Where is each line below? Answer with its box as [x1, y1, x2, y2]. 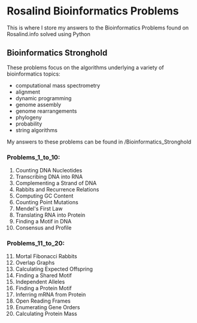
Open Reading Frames [15, 297, 71, 304]
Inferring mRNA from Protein [15, 291, 86, 298]
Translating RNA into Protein [15, 211, 86, 219]
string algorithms [15, 126, 57, 133]
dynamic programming [15, 94, 72, 101]
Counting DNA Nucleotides [15, 167, 83, 174]
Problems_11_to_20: [7, 239, 65, 247]
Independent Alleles [15, 278, 65, 286]
